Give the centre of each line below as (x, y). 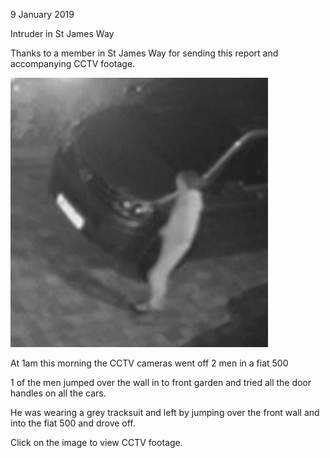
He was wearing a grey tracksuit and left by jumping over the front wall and (165, 412)
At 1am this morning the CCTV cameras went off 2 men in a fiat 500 (149, 363)
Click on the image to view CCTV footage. (96, 442)
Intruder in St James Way (62, 33)
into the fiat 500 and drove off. (73, 423)
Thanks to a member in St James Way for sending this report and (144, 53)
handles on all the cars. (58, 393)
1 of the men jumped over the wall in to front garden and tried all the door (161, 382)
